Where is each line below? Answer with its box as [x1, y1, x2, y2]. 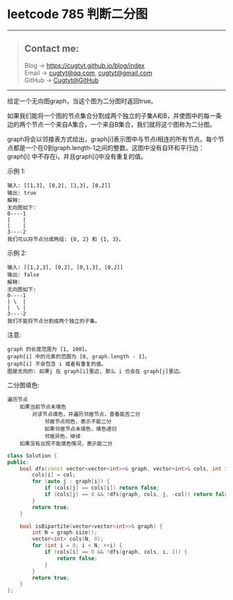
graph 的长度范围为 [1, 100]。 [7, 346, 90, 353]
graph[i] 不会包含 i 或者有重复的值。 [7, 360, 107, 367]
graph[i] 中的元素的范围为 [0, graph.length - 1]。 [7, 353, 150, 360]
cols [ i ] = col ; [32, 472, 76, 479]
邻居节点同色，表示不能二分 [44, 418, 112, 425]
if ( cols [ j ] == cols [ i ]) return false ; [44, 484, 159, 492]
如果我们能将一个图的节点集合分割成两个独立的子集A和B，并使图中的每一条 [7, 112, 222, 120]
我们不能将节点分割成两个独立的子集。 [7, 317, 101, 324]
